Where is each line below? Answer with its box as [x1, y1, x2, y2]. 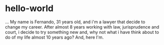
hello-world [5, 3, 54, 14]
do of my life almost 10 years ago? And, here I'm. [5, 34, 104, 40]
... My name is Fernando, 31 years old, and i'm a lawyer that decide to [5, 19, 146, 25]
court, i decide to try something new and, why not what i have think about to [5, 29, 160, 35]
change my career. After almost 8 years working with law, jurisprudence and [5, 24, 160, 30]
